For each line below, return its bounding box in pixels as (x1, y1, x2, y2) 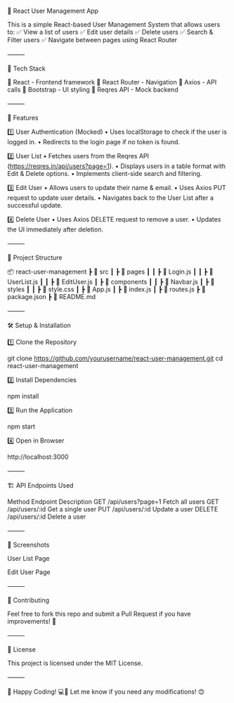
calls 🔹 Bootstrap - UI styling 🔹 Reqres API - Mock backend (7, 85, 178, 94)
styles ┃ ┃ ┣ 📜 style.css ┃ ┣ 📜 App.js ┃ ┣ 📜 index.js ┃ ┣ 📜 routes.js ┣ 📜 (7, 285, 206, 293)
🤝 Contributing (7, 596, 50, 604)
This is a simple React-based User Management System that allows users (7, 20, 221, 28)
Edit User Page (7, 568, 51, 576)
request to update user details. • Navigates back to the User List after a (7, 194, 214, 202)
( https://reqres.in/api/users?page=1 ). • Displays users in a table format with (7, 162, 226, 170)
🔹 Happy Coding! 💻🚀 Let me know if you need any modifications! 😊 (7, 688, 205, 696)
